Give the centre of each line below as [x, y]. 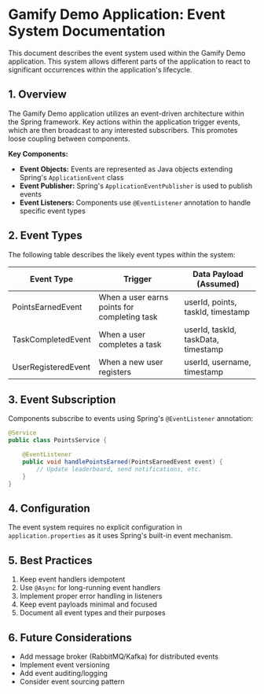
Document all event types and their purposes [93, 613]
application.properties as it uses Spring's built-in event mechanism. [121, 536]
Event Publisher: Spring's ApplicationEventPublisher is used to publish [136, 186]
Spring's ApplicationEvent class [71, 177]
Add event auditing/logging [64, 673]
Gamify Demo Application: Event [117, 15]
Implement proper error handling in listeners [91, 596]
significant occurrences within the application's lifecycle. [100, 69]
